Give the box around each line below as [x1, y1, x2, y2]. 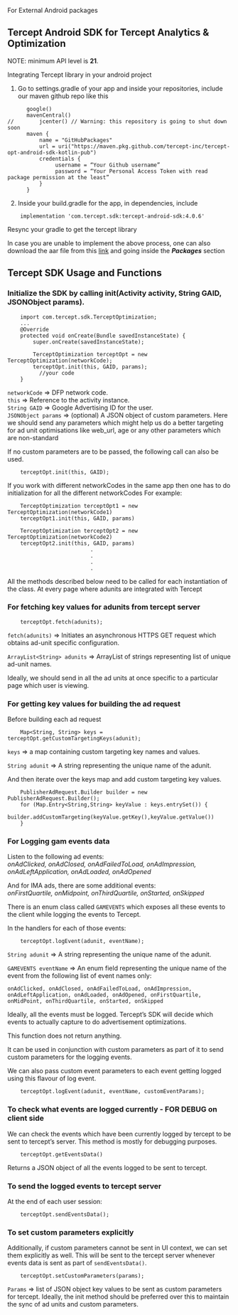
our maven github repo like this [17, 92, 109, 100]
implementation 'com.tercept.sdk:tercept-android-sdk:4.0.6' [20, 213, 205, 220]
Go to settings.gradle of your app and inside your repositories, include [17, 84, 223, 92]
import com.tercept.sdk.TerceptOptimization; [20, 313, 158, 321]
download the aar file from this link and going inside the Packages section [7, 246, 225, 255]
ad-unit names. [7, 659, 52, 668]
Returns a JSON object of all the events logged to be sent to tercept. [7, 1163, 207, 1172]
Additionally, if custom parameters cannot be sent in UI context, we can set [7, 1244, 227, 1252]
